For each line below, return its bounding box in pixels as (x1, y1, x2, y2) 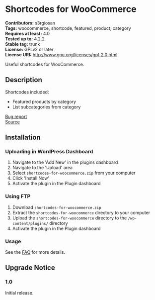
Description (5, 76, 42, 84)
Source (5, 118, 20, 125)
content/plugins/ (12, 221, 49, 226)
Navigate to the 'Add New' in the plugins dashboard (12, 159, 118, 165)
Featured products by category (12, 99, 76, 104)
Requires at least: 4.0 (5, 30, 50, 36)
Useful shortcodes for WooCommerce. (5, 61, 84, 67)
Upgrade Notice (5, 264, 56, 272)
